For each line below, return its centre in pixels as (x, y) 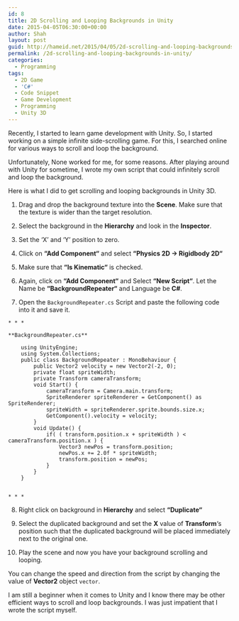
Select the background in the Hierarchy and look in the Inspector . (115, 226)
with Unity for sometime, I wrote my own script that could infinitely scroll (114, 169)
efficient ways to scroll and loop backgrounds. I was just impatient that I (113, 602)
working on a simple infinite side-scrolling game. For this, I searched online (118, 141)
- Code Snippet (37, 93)
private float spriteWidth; (75, 372)
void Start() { (56, 385)
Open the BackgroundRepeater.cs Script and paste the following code (119, 302)
